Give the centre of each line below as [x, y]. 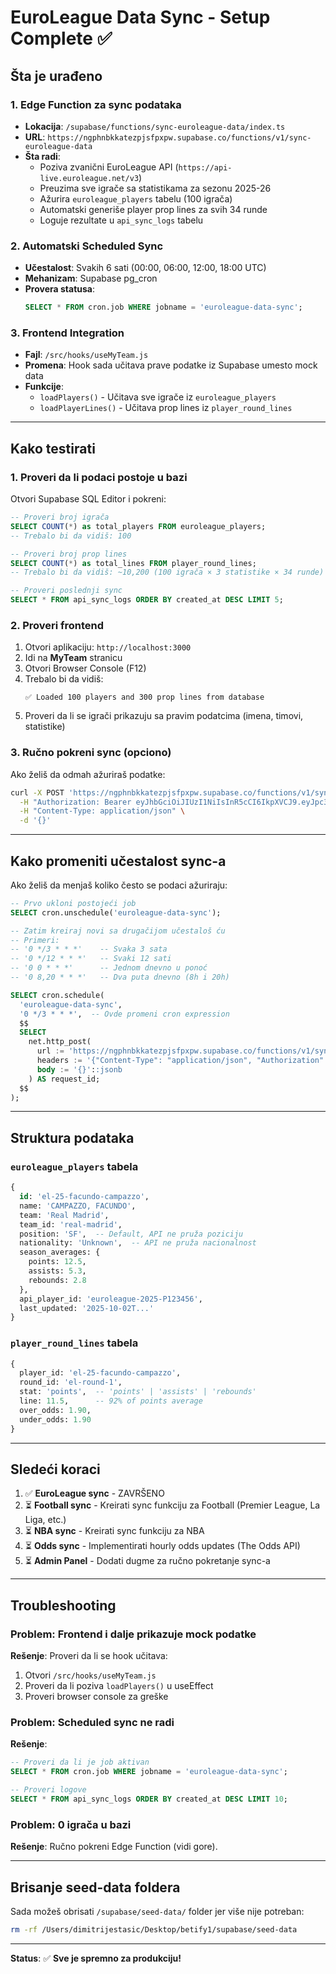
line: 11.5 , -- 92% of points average [111, 1401]
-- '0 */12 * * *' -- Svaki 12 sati [91, 959]
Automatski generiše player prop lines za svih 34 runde [153, 209]
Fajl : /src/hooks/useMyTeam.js [86, 355]
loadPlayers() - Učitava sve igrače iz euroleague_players [158, 397]
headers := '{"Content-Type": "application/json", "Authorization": [182, 1061]
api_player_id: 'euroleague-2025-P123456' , [111, 1299]
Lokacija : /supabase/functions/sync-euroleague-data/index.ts [155, 126]
